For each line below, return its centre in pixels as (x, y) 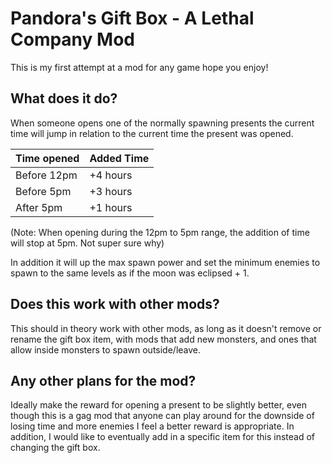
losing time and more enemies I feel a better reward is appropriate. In (152, 426)
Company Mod (72, 39)
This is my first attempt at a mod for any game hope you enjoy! (139, 67)
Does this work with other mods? (115, 304)
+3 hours (111, 191)
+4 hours (111, 175)
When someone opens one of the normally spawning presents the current (162, 123)
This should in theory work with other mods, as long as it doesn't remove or (166, 328)
